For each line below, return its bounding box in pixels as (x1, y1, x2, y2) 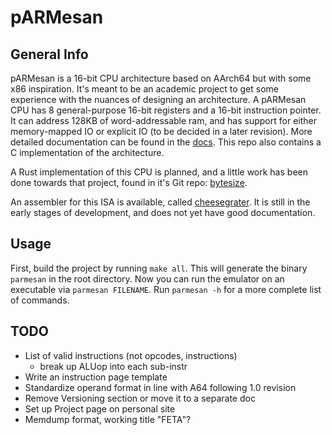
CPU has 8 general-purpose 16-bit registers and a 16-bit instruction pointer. (10, 104, 322, 116)
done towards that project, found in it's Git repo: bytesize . (10, 177, 248, 188)
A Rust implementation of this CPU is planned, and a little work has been (10, 166, 308, 178)
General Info (10, 46, 89, 63)
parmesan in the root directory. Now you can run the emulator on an (10, 272, 285, 285)
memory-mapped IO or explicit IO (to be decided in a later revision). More (10, 126, 313, 137)
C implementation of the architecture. (10, 147, 165, 158)
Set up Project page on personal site (24, 402, 176, 415)
